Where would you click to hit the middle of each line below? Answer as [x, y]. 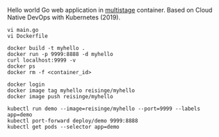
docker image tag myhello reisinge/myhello [71, 91]
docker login [26, 84]
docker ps [22, 66]
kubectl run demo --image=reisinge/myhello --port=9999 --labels [104, 109]
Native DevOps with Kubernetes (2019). [64, 17]
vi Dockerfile [28, 36]
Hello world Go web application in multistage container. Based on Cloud [110, 10]
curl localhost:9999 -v [42, 60]
